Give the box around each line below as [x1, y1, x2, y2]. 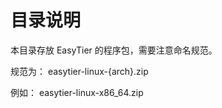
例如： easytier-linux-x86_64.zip [10, 86, 144, 98]
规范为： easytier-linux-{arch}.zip [10, 65, 149, 77]
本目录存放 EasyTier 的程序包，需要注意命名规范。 [10, 44, 218, 56]
